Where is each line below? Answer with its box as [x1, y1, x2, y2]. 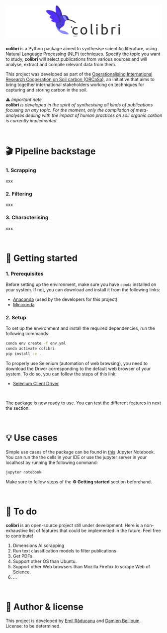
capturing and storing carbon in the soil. [5, 87, 88, 92]
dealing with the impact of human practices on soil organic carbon [25, 112, 163, 118]
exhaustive [5, 528, 28, 534]
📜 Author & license [5, 601, 83, 613]
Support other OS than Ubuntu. [12, 558, 77, 564]
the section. [5, 405, 30, 411]
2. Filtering [5, 190, 33, 197]
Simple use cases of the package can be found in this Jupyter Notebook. [5, 449, 155, 455]
